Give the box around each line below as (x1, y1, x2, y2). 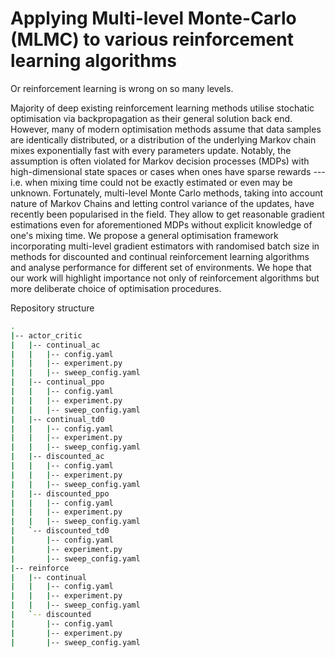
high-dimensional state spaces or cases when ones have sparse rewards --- (10, 165, 326, 177)
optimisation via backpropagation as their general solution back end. (10, 112, 293, 124)
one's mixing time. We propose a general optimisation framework (10, 229, 279, 241)
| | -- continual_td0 (10, 414, 105, 424)
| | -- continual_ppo (10, 377, 105, 387)
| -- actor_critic (10, 330, 83, 341)
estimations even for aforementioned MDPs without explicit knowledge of (10, 218, 313, 231)
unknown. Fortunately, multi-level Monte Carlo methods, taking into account (10, 187, 324, 199)
